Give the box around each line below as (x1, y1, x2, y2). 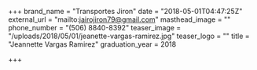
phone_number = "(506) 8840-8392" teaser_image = (8, 23, 182, 32)
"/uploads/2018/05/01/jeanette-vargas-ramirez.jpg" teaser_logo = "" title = (8, 31, 250, 40)
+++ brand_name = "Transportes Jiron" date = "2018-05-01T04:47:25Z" (8, 7, 243, 16)
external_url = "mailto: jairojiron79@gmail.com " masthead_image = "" (8, 15, 231, 24)
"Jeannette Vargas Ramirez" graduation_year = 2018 (8, 40, 177, 49)
